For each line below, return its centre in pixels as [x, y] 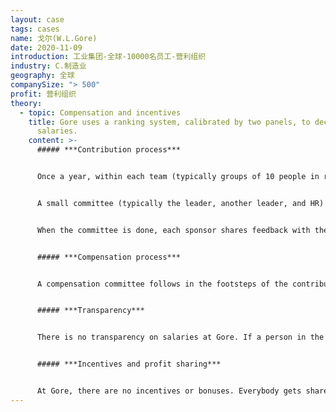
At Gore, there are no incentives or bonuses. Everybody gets [169, 391]
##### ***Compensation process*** [109, 257]
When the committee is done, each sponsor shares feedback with [173, 230]
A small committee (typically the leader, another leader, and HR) [180, 203]
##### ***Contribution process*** [109, 150]
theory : [26, 103]
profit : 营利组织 [43, 94]
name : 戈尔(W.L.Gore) [54, 38]
